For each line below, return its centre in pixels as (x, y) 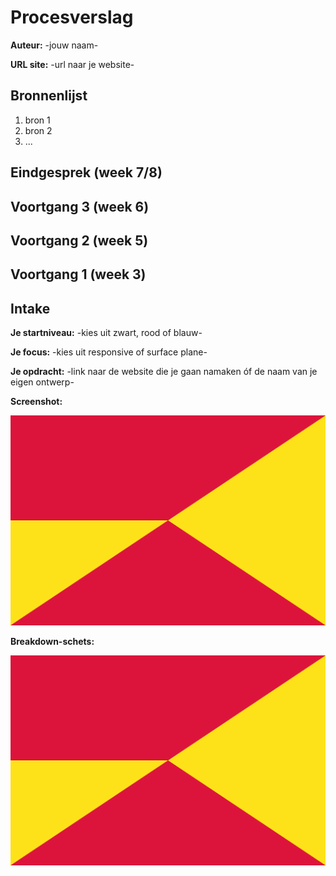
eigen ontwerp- (42, 382)
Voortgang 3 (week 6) (80, 206)
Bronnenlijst (49, 96)
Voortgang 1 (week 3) (78, 274)
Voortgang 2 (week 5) (79, 240)
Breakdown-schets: (52, 642)
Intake (30, 308)
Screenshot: (36, 402)
